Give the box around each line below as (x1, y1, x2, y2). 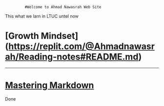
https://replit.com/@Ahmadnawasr (8, 41, 155, 52)
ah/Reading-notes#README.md (5, 52, 139, 62)
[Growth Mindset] (5, 30, 79, 42)
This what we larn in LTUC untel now (5, 13, 79, 19)
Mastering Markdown (5, 80, 94, 91)
